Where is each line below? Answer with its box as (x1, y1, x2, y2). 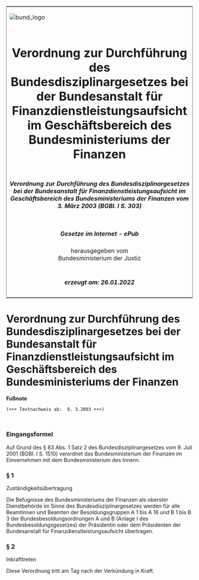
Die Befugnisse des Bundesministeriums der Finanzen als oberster (6, 496, 169, 503)
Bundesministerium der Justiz (58, 254, 141, 263)
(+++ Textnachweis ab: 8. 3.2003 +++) (6, 406, 105, 412)
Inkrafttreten (6, 556, 37, 563)
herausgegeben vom (70, 247, 129, 255)
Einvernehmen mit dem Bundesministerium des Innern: (6, 456, 140, 463)
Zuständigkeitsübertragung (6, 485, 73, 492)
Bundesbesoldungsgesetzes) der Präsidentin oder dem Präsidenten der (6, 521, 181, 528)
